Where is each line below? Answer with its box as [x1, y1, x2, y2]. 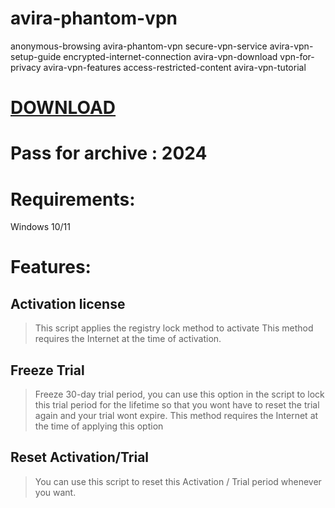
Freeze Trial [10, 362, 85, 379]
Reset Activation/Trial [10, 449, 150, 466]
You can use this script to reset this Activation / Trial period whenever [34, 475, 322, 487]
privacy [10, 61, 42, 73]
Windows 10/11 [10, 221, 71, 233]
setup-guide [10, 50, 62, 62]
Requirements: [10, 188, 136, 211]
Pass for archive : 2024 [10, 142, 208, 165]
